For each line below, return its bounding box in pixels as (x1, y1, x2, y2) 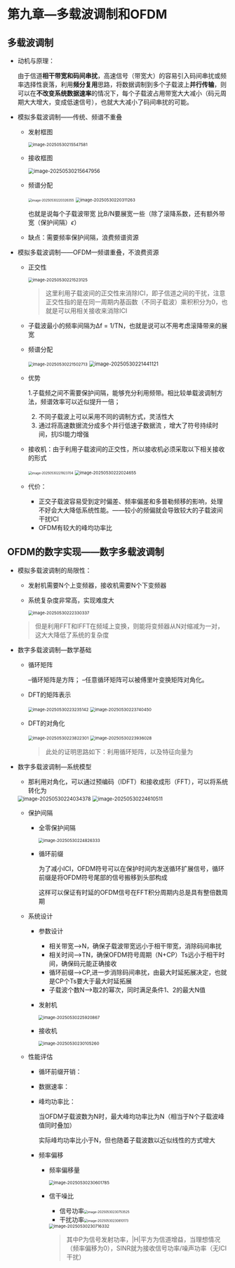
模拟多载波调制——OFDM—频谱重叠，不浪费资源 (17, 248, 159, 257)
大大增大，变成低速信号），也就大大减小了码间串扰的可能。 (23, 98, 193, 106)
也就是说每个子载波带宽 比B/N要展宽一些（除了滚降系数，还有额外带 (27, 209, 226, 218)
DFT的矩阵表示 (27, 690, 72, 699)
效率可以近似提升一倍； (52, 398, 121, 406)
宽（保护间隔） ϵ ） (27, 219, 81, 226)
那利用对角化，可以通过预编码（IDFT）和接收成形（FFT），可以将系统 (27, 777, 229, 786)
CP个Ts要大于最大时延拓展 (55, 976, 132, 985)
